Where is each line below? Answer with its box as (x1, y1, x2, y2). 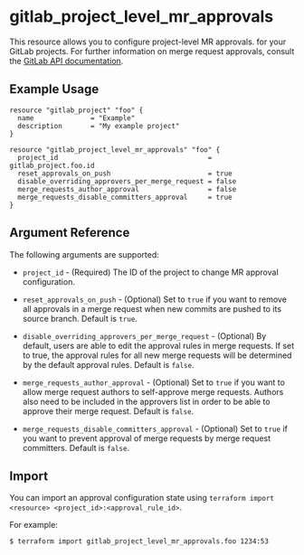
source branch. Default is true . (22, 313, 138, 324)
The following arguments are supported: (9, 249, 160, 259)
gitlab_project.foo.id (9, 161, 95, 170)
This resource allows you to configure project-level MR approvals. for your (9, 36, 287, 47)
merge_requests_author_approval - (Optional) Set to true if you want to (22, 377, 285, 388)
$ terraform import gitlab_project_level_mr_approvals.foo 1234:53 (9, 537, 270, 546)
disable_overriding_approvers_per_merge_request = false (17, 176, 237, 186)
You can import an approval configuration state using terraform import (9, 493, 274, 503)
